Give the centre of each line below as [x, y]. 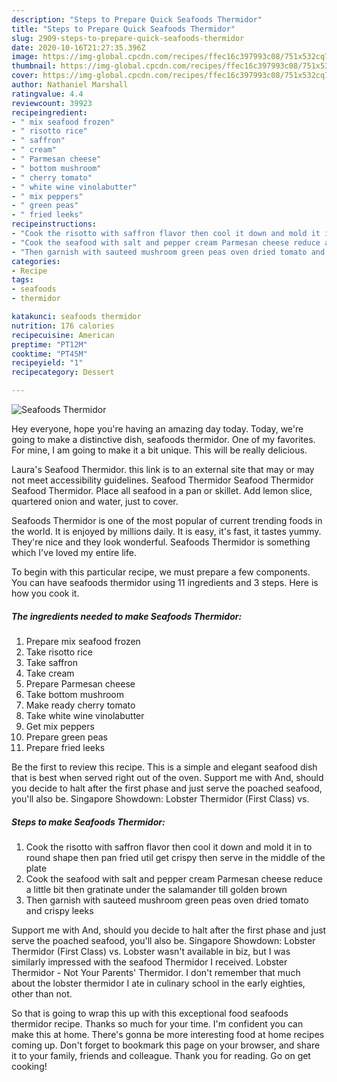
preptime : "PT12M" [49, 344]
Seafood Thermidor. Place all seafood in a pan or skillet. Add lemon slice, [162, 490]
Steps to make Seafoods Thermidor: [88, 822]
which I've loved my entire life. [74, 552]
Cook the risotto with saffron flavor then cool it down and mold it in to [169, 847]
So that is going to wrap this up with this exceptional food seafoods [150, 1013]
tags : [22, 280]
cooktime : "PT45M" [49, 354]
